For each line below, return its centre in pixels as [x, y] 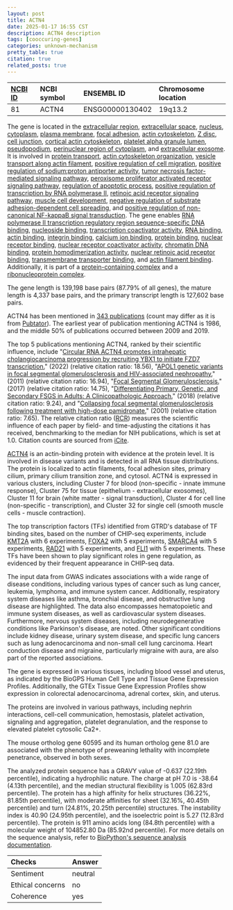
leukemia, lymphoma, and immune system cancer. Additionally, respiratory [113, 591]
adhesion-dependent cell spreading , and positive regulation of [96, 208]
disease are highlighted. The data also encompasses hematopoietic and [110, 606]
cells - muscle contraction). [46, 512]
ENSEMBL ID [104, 93]
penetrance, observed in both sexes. [60, 757]
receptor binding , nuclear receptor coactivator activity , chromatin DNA [108, 245]
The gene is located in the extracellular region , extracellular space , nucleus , [115, 127]
